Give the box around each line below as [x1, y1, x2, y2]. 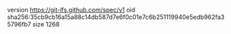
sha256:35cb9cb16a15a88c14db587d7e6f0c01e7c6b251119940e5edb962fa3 [7, 13, 225, 21]
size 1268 [32, 20, 60, 28]
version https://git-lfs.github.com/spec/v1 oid [7, 6, 136, 14]
